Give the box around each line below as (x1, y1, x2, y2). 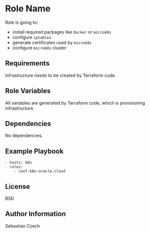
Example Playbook (5, 147, 64, 155)
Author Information (5, 210, 66, 218)
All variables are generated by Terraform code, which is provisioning (5, 100, 146, 106)
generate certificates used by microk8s (12, 39, 92, 45)
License (5, 182, 30, 191)
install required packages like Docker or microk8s (12, 29, 112, 35)
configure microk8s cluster (12, 45, 67, 51)
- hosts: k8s (5, 160, 32, 165)
